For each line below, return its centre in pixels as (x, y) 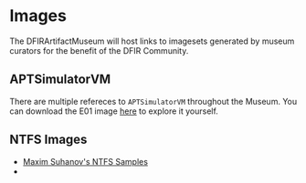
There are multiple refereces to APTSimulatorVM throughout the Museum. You (153, 101)
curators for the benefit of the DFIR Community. (99, 50)
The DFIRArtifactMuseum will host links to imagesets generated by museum (152, 41)
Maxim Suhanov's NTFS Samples (85, 161)
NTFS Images (48, 140)
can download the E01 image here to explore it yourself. (114, 111)
